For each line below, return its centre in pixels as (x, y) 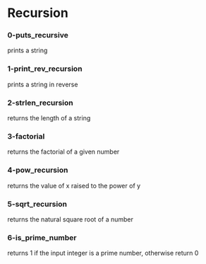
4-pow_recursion (38, 170)
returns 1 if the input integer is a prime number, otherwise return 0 (103, 253)
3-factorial (26, 136)
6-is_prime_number (42, 237)
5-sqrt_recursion (37, 204)
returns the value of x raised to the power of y (74, 185)
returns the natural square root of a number (71, 219)
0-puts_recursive (38, 35)
